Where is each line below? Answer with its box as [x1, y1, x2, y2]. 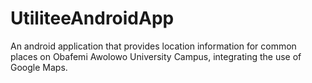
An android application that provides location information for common [10, 40, 297, 52]
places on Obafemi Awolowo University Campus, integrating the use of [10, 50, 302, 62]
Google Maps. [10, 61, 68, 73]
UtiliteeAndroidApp [10, 7, 175, 30]
